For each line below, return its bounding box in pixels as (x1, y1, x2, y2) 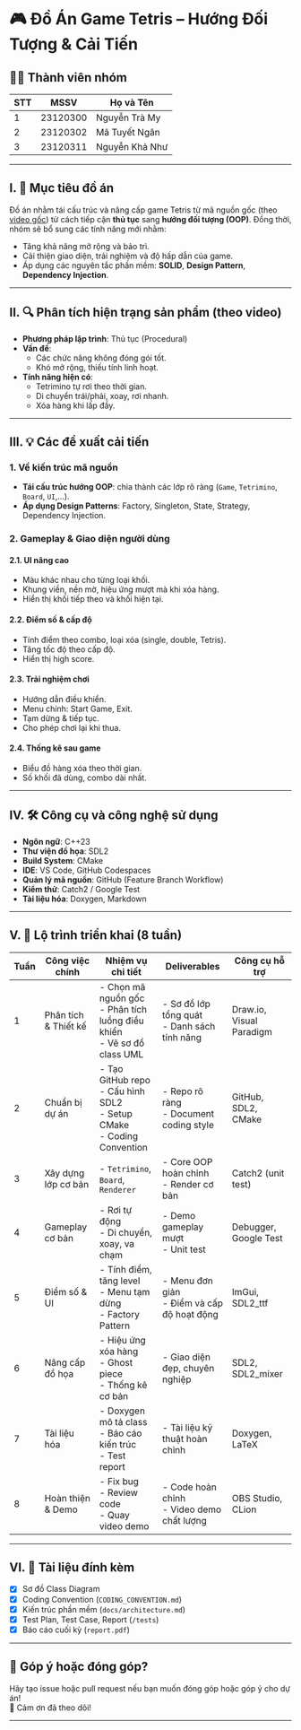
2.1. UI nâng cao (9, 554, 70, 565)
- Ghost (99, 1356, 133, 1369)
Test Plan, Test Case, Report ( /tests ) (21, 1613, 159, 1625)
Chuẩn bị (44, 1096, 82, 1108)
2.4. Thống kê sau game (9, 743, 101, 753)
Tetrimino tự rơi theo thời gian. (35, 380, 148, 392)
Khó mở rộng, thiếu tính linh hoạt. (35, 361, 159, 372)
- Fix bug (99, 1474, 139, 1487)
